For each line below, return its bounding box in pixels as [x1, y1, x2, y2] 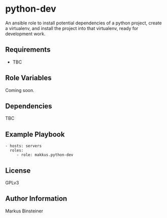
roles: [10, 148, 24, 153]
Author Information [5, 194, 67, 203]
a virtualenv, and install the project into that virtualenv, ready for [5, 25, 139, 31]
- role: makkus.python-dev [16, 152, 73, 158]
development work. [5, 30, 46, 37]
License [5, 166, 31, 175]
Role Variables [5, 74, 52, 82]
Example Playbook [5, 130, 65, 139]
